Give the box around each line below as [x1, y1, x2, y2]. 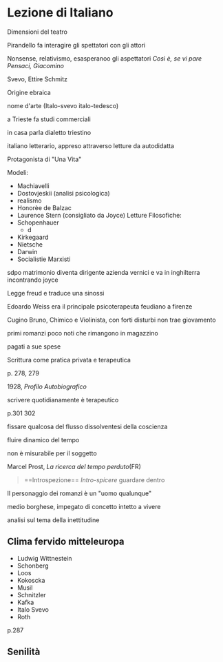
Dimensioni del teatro [7, 28, 67, 36]
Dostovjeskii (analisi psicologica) [17, 189, 110, 197]
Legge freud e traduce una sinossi [7, 289, 105, 297]
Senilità [7, 646, 41, 658]
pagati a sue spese [7, 342, 61, 351]
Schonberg [17, 561, 50, 570]
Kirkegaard [17, 233, 49, 241]
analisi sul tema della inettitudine [7, 515, 100, 524]
